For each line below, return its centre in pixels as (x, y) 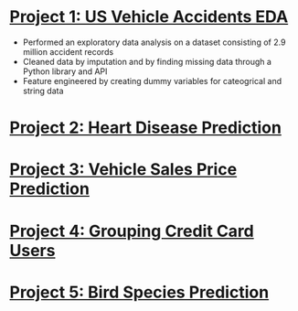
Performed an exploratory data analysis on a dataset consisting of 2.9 (154, 42)
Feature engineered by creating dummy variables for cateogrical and (152, 80)
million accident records (68, 51)
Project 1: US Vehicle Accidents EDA (149, 17)
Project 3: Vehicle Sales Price (123, 170)
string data (43, 91)
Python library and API (65, 71)
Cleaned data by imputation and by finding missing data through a (147, 61)
